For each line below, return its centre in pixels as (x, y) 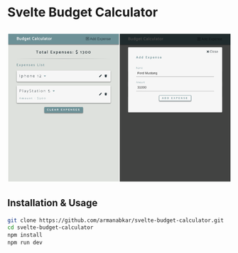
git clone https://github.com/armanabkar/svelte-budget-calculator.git (115, 220)
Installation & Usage (53, 203)
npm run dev (25, 243)
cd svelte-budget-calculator (50, 227)
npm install (25, 235)
